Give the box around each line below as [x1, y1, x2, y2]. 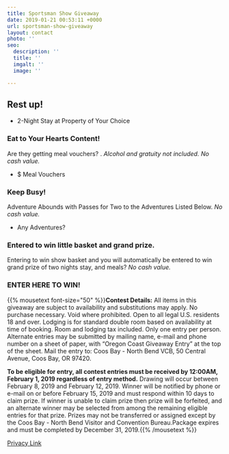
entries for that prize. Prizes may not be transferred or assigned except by [7, 411, 216, 419]
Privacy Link [7, 439, 42, 447]
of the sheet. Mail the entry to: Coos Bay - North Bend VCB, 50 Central [7, 346, 206, 355]
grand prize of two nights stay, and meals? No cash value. [7, 263, 171, 271]
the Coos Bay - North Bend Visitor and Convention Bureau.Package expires [7, 418, 219, 427]
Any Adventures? [16, 223, 66, 231]
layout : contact [7, 29, 53, 36]
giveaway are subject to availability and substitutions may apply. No [7, 303, 198, 312]
